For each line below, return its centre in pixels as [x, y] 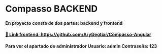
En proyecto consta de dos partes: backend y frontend [64, 23]
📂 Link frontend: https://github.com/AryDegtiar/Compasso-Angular [78, 35]
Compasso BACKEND [52, 9]
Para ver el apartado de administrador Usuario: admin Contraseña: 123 [81, 46]
